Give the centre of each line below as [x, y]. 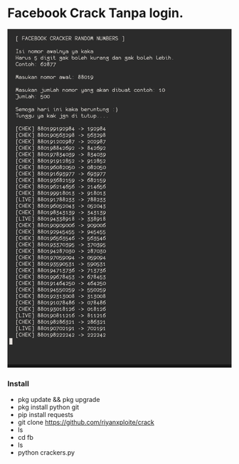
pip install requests [45, 414]
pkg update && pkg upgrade [59, 399]
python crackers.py [46, 452]
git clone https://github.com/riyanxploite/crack [86, 422]
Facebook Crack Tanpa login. [95, 13]
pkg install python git [48, 407]
